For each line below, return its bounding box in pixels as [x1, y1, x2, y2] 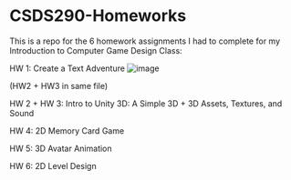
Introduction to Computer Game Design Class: [9, 45, 182, 55]
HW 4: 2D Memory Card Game [9, 125, 125, 136]
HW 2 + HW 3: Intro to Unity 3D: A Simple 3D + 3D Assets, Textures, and [9, 97, 283, 109]
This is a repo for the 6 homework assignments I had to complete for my [9, 35, 281, 46]
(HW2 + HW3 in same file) [9, 80, 109, 91]
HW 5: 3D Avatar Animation [9, 143, 112, 154]
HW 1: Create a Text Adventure [9, 63, 126, 74]
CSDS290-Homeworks [9, 5, 187, 26]
